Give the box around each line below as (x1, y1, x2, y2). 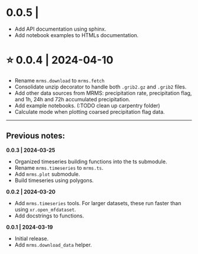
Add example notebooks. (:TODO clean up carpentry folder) (14, 102, 160, 109)
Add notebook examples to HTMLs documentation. (14, 31, 139, 38)
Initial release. (14, 235, 49, 242)
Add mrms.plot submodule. (14, 170, 81, 177)
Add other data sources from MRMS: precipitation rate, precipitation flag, (14, 89, 192, 97)
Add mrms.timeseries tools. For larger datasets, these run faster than (14, 199, 181, 206)
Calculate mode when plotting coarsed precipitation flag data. (14, 108, 165, 115)
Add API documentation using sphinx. (14, 25, 107, 32)
